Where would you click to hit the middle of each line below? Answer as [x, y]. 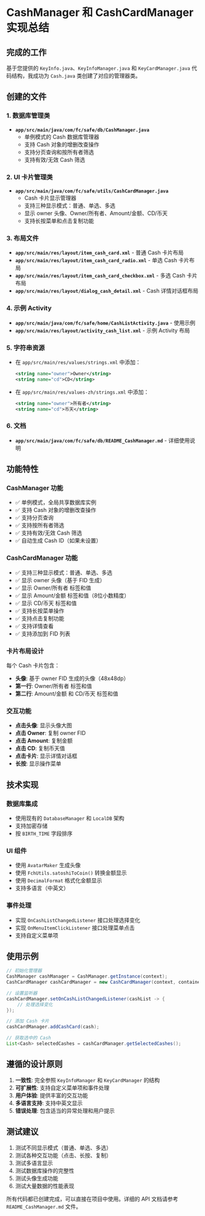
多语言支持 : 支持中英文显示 [49, 1103]
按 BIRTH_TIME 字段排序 [44, 833]
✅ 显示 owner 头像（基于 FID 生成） [60, 580]
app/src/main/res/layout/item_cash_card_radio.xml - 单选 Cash [96, 260]
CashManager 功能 [35, 488]
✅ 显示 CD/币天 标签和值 [46, 603]
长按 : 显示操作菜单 [38, 764]
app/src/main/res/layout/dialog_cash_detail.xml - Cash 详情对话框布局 [107, 291]
